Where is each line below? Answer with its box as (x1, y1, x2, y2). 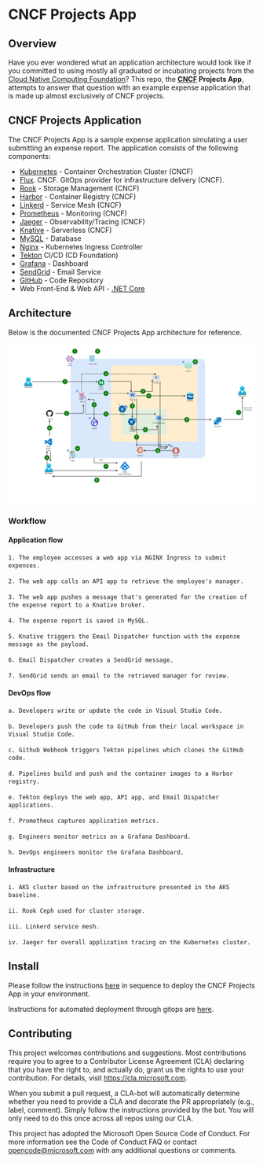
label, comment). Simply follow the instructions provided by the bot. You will (8, 1105, 254, 1114)
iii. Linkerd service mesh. (8, 922, 100, 930)
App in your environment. (8, 989, 90, 999)
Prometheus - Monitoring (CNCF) (19, 209, 128, 218)
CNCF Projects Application (8, 114, 142, 127)
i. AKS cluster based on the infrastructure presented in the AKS (8, 883, 230, 891)
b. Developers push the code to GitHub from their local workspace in (8, 722, 244, 730)
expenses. (8, 561, 41, 570)
